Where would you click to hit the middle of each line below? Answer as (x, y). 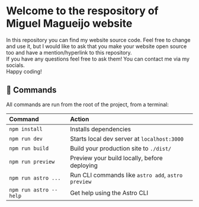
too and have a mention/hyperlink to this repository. (69, 52)
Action (80, 119)
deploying (84, 165)
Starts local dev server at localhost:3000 (127, 139)
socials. (15, 65)
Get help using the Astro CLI (109, 193)
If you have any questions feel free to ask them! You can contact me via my (98, 59)
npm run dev (26, 138)
